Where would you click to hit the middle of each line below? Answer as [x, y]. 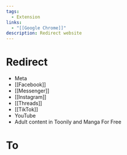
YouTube [25, 116]
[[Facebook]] [30, 85]
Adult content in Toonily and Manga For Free [68, 122]
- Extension [26, 17]
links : [14, 22]
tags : [13, 11]
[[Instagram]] [30, 97]
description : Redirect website [44, 33]
